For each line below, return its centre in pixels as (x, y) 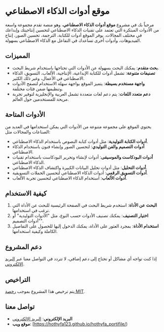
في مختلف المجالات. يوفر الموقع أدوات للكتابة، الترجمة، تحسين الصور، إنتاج (73, 35)
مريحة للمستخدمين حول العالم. (40, 99)
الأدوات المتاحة (25, 115)
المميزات (18, 56)
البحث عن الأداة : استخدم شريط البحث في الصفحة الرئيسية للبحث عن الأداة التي (84, 205)
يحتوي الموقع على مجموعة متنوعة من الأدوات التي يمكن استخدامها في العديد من (78, 127)
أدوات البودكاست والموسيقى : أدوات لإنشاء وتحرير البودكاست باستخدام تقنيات (82, 157)
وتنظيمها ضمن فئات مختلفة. (38, 89)
